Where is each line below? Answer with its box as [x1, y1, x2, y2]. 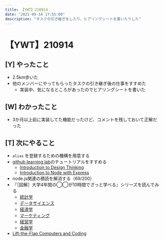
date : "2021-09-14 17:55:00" [5, 12, 65, 17]
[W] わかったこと [5, 102, 58, 111]
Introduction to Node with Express [19, 170, 89, 175]
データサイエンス [19, 201, 55, 206]
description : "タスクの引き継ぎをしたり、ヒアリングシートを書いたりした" [5, 16, 141, 21]
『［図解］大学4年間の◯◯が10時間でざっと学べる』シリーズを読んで [12, 182, 155, 188]
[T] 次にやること [5, 139, 55, 147]
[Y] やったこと [5, 60, 49, 69]
